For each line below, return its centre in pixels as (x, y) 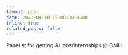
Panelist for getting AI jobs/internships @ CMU (64, 45)
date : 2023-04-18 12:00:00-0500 (47, 17)
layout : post (23, 12)
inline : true (23, 23)
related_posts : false (34, 28)
